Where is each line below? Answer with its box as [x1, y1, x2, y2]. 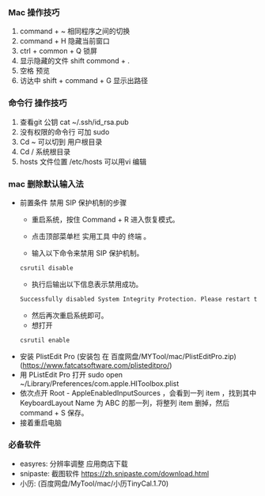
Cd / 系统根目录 [19, 146, 71, 156]
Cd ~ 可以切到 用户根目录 [19, 137, 103, 146]
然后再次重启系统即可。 [31, 310, 108, 320]
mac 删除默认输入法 [8, 178, 85, 189]
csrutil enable [19, 336, 70, 344]
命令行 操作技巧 [8, 97, 67, 108]
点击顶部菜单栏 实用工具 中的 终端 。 [31, 231, 151, 240]
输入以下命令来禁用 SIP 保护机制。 [31, 248, 144, 258]
